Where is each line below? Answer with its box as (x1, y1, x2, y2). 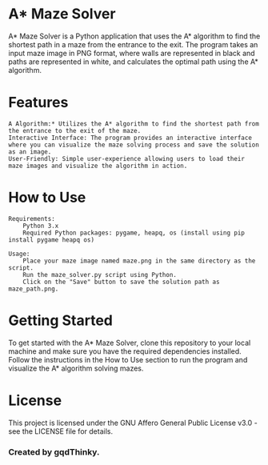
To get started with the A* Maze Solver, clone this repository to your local (8, 338, 251, 347)
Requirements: (8, 214, 56, 222)
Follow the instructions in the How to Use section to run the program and (8, 355, 248, 364)
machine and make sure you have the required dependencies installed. (8, 346, 242, 356)
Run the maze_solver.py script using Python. (22, 271, 178, 279)
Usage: (8, 250, 30, 258)
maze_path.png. (8, 285, 59, 293)
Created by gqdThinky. (8, 446, 100, 457)
